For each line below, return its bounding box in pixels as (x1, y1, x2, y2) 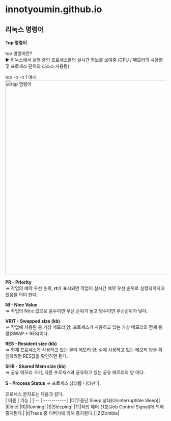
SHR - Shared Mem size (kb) (5, 363, 66, 369)
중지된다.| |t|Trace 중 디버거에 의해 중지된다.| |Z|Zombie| (5, 410, 120, 416)
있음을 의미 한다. (5, 292, 38, 298)
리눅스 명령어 (5, 25, 44, 34)
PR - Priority (5, 279, 32, 285)
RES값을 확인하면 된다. (22, 353, 68, 359)
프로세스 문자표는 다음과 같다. (5, 391, 64, 397)
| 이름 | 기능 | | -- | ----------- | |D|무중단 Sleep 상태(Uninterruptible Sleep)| (5, 398, 160, 403)
